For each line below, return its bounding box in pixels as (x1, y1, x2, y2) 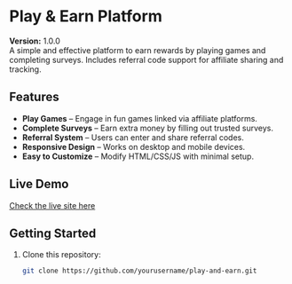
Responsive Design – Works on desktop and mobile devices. (21, 141, 246, 152)
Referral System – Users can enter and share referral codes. (21, 131, 244, 143)
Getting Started (9, 225, 97, 241)
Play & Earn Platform (9, 6, 162, 27)
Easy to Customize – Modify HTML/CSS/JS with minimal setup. (21, 151, 255, 162)
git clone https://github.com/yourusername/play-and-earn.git (21, 266, 257, 276)
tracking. (9, 64, 42, 75)
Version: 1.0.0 (9, 35, 60, 46)
